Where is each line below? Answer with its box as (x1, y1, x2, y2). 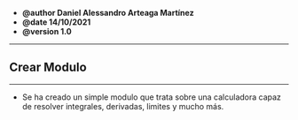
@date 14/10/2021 (21, 17, 91, 27)
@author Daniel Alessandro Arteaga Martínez (21, 8, 194, 18)
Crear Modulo (9, 60, 87, 75)
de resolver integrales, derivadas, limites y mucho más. (21, 101, 224, 111)
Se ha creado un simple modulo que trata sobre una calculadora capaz (21, 92, 282, 102)
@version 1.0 (21, 26, 73, 36)
